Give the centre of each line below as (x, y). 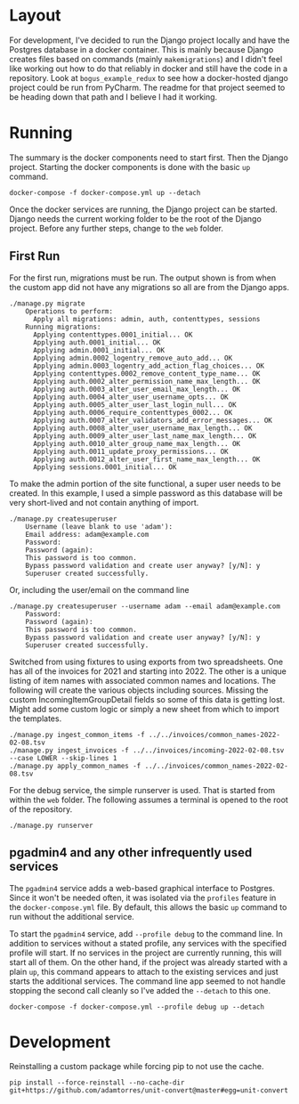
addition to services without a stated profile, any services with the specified (148, 943)
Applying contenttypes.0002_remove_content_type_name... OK (146, 373)
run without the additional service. (72, 916)
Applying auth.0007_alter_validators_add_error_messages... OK (153, 420)
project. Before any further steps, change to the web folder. (117, 228)
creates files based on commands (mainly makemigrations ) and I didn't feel (146, 59)
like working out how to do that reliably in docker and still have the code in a (148, 69)
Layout (35, 16)
